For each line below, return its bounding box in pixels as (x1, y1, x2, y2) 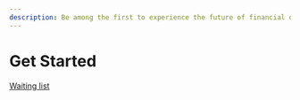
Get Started (9, 50, 96, 71)
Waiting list (9, 81, 50, 91)
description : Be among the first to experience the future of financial (9, 12, 286, 22)
